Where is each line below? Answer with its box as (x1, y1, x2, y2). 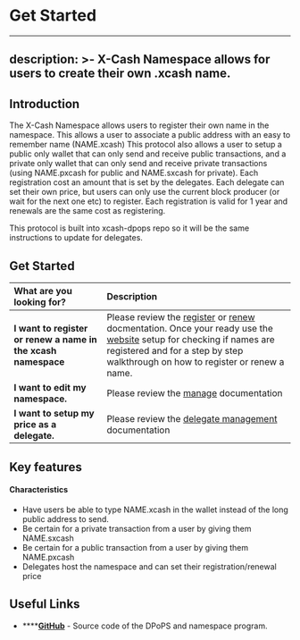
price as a (13, 417, 57, 430)
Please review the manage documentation (106, 386, 283, 399)
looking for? (13, 296, 67, 308)
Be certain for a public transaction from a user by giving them (21, 543, 249, 553)
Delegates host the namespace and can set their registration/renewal (21, 561, 277, 572)
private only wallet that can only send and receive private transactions (9, 158, 268, 169)
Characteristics (9, 484, 69, 495)
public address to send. (21, 514, 110, 525)
